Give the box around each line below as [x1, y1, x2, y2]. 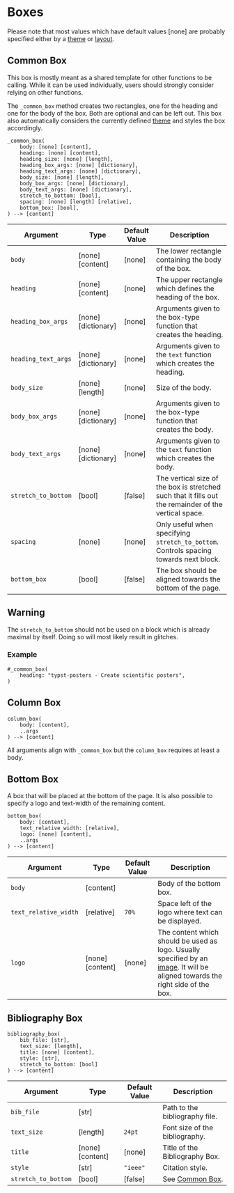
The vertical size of [155, 473, 219, 483]
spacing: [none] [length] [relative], [19, 198, 132, 205]
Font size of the [162, 1123, 214, 1132]
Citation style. [162, 1163, 208, 1173]
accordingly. [7, 123, 43, 132]
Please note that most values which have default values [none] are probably [7, 27, 226, 36]
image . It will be [157, 962, 209, 972]
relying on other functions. [7, 88, 84, 96]
